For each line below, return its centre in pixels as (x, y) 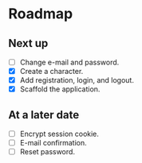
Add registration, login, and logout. (77, 80)
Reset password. (47, 152)
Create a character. (51, 72)
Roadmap (41, 14)
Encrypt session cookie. (59, 134)
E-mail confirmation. (53, 143)
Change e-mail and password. (69, 62)
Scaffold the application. (60, 89)
